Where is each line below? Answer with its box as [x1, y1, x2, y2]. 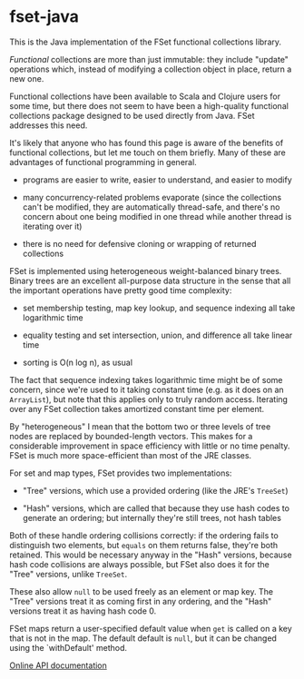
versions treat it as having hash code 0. [9, 605, 157, 616]
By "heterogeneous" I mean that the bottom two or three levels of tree [9, 420, 271, 432]
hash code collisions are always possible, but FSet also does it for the [9, 558, 270, 569]
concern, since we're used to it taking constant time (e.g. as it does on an [9, 384, 284, 395]
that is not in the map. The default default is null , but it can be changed [9, 633, 277, 644]
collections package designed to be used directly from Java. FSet [9, 110, 256, 121]
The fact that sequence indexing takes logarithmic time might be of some [9, 374, 283, 385]
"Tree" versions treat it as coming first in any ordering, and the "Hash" [9, 595, 272, 606]
